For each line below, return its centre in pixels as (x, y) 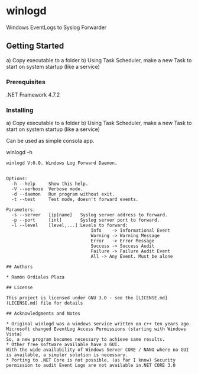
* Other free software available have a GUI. (63, 345)
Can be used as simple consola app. (50, 141)
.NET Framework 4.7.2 (33, 95)
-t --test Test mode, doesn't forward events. (75, 200)
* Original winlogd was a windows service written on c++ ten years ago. (99, 324)
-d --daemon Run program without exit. (63, 194)
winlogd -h (19, 152)
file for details (62, 303)
